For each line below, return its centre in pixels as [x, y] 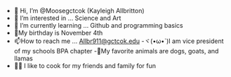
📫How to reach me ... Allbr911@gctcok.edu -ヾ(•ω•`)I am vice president [119, 41]
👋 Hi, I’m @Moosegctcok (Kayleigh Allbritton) [79, 11]
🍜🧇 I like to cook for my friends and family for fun [85, 66]
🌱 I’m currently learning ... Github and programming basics [99, 25]
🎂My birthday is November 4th [58, 33]
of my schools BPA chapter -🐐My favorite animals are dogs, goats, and [116, 51]
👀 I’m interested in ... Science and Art [67, 18]
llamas [23, 58]
